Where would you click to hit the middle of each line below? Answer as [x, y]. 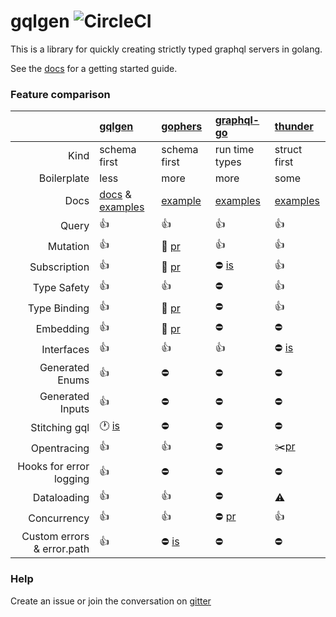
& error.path [61, 549]
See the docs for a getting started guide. [94, 68]
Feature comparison [60, 94]
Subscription [59, 267]
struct [288, 150]
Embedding [62, 328]
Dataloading [61, 497]
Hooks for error [53, 467]
